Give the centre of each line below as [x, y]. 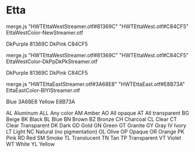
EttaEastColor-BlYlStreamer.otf [43, 90]
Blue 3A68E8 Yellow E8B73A [41, 101]
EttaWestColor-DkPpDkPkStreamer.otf [52, 61]
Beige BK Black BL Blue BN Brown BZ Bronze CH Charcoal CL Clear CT [91, 119]
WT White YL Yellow [31, 144]
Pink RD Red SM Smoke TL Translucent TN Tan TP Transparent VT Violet [94, 137]
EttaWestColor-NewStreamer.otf [45, 32]
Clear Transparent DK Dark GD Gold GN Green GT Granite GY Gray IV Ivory [96, 125]
